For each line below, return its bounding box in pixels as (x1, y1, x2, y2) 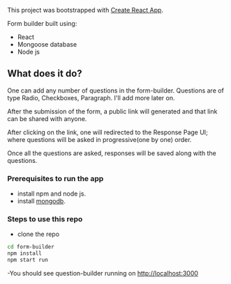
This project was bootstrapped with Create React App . (7, 6, 164, 14)
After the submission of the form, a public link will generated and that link (7, 107, 218, 116)
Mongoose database (17, 40, 77, 48)
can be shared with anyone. (7, 114, 87, 123)
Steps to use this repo (7, 214, 83, 224)
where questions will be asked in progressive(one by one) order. (7, 135, 192, 143)
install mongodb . (17, 197, 66, 205)
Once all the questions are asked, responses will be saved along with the (7, 149, 216, 157)
